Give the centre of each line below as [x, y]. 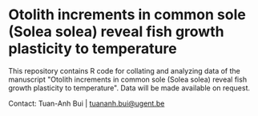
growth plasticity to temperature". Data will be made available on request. [129, 88]
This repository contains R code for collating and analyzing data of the [124, 70]
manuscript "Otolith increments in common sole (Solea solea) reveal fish [127, 79]
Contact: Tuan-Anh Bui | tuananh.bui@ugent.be [87, 103]
